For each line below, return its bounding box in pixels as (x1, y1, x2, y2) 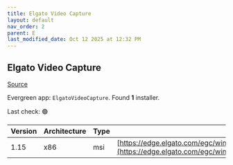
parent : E (7, 29, 36, 37)
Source (7, 80, 28, 88)
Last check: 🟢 (7, 107, 49, 115)
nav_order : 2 (7, 23, 45, 30)
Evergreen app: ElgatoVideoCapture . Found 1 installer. (7, 93, 160, 101)
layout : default (7, 17, 54, 24)
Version (10, 126, 37, 136)
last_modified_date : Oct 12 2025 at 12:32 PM (7, 36, 141, 43)
